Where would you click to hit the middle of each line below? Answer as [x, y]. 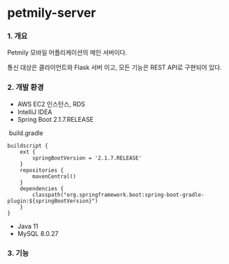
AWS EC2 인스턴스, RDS [51, 104]
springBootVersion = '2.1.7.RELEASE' [87, 158]
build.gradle [26, 133]
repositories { [42, 170]
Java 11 [28, 226]
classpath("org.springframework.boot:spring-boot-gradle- [118, 195]
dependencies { [42, 188]
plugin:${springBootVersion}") [53, 201]
